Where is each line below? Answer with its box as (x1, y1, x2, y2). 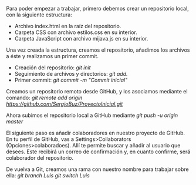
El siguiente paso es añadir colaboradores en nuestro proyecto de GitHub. (6, 129, 185, 136)
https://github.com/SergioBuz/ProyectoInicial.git (6, 100, 123, 107)
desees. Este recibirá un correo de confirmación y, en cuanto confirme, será (6, 148, 191, 155)
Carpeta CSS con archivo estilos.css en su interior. (14, 29, 138, 36)
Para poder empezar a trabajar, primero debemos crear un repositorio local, (6, 5, 189, 12)
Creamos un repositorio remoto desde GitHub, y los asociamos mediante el (6, 88, 188, 95)
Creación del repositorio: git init (14, 64, 91, 71)
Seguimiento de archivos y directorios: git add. (14, 70, 128, 77)
